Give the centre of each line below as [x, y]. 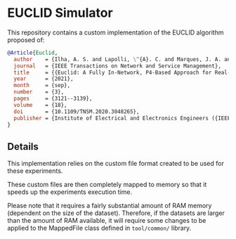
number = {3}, [39, 92]
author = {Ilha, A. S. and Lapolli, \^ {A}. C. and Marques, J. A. [117, 59]
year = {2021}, [44, 79]
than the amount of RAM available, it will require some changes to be [107, 221]
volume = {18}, [41, 105]
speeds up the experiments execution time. [70, 192]
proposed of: [26, 39]
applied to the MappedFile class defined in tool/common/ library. [99, 228]
